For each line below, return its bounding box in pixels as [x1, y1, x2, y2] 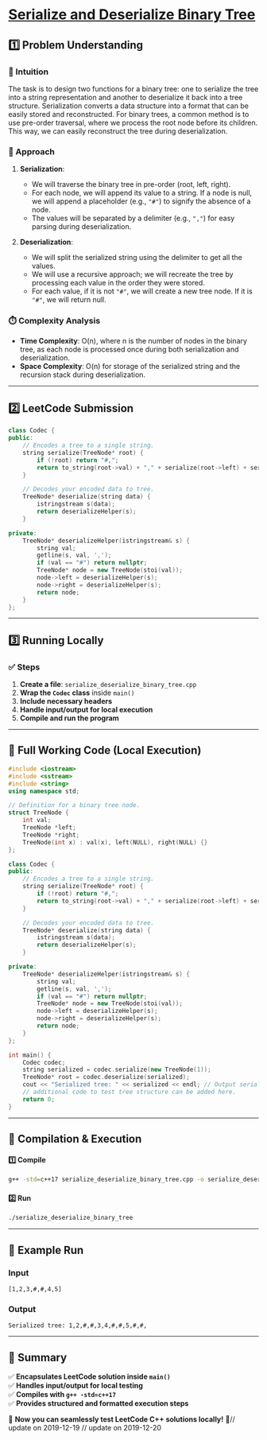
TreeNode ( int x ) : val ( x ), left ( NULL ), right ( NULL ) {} [22, 838, 208, 846]
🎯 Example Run [8, 1243, 84, 1257]
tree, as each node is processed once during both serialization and [19, 344, 239, 355]
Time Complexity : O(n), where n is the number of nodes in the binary [19, 336, 248, 346]
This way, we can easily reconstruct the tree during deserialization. [8, 126, 228, 136]
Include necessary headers [19, 697, 113, 706]
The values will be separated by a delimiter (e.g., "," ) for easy [31, 213, 235, 223]
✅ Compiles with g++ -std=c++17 [8, 1390, 117, 1399]
